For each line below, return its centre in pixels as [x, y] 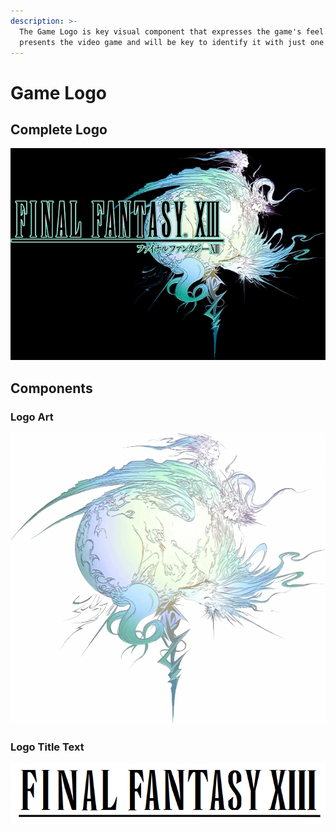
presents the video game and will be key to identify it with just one [172, 42]
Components [51, 388]
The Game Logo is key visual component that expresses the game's [160, 31]
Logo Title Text [47, 747]
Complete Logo [59, 129]
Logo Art [32, 417]
